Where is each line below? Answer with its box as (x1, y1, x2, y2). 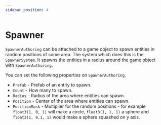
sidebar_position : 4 (5, 7, 49, 13)
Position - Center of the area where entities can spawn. (12, 98, 130, 104)
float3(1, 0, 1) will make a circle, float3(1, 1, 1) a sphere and (12, 108, 149, 114)
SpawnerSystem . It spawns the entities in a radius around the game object (5, 57, 156, 63)
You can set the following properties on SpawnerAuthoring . (5, 72, 126, 78)
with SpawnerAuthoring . (5, 62, 53, 68)
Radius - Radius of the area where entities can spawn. (12, 92, 125, 99)
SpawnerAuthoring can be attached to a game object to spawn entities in (5, 46, 155, 52)
